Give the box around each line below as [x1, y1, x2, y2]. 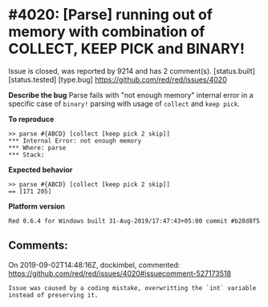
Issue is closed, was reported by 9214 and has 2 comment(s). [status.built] [8, 66, 255, 75]
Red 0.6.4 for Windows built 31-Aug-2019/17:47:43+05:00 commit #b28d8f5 [8, 216, 261, 225]
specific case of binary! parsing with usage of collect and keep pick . [8, 99, 241, 108]
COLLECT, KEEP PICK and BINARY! [8, 40, 246, 58]
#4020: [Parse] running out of [8, 6, 213, 24]
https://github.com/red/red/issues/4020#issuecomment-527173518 [8, 269, 231, 278]
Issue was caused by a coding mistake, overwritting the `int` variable [8, 284, 257, 292]
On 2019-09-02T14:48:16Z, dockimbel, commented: [8, 260, 181, 269]
